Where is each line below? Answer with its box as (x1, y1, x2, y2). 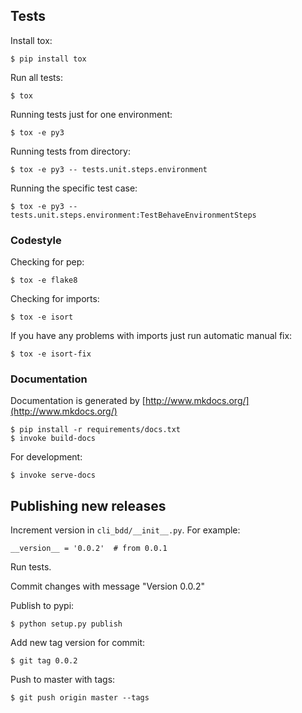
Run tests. (10, 561, 52, 573)
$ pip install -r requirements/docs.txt (10, 425, 182, 435)
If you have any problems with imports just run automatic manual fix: (10, 330, 293, 342)
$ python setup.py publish (10, 619, 123, 629)
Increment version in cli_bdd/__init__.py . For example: (10, 524, 241, 536)
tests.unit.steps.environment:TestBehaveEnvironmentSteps (10, 210, 257, 220)
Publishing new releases (10, 497, 167, 514)
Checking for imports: (10, 293, 100, 305)
